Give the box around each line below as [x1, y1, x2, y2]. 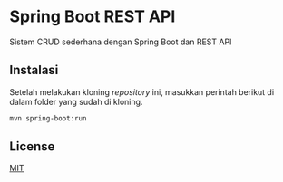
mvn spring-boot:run [9, 113, 88, 123]
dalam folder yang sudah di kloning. [9, 96, 143, 107]
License [9, 139, 55, 155]
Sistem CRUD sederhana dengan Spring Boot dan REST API [9, 36, 232, 47]
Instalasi [9, 62, 59, 78]
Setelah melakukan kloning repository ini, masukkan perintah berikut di [9, 86, 275, 97]
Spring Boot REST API [9, 6, 176, 27]
